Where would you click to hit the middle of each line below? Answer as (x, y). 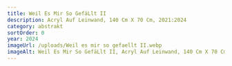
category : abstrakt (35, 26)
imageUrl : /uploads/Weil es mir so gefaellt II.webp (85, 45)
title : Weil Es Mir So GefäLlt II (57, 13)
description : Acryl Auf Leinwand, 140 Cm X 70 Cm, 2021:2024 (97, 20)
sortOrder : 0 (26, 33)
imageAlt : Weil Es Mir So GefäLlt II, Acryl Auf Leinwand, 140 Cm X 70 (112, 52)
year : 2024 (23, 39)
